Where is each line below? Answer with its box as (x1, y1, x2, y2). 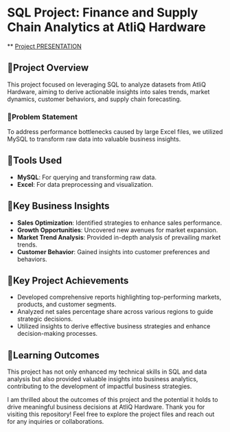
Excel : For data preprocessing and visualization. (16, 180, 154, 188)
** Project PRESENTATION (7, 42, 82, 50)
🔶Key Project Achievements (7, 275, 129, 286)
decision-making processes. (16, 330, 98, 338)
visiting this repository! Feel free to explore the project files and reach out (7, 410, 215, 418)
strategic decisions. (16, 315, 73, 323)
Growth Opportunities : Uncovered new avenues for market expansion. (16, 225, 218, 234)
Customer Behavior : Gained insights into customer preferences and (16, 247, 210, 255)
